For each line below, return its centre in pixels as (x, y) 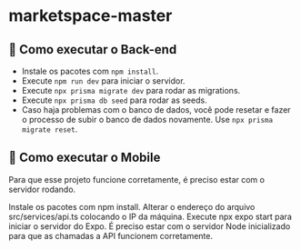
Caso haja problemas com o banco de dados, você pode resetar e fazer (156, 110)
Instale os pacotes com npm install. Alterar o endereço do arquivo (132, 206)
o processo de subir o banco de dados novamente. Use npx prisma (147, 120)
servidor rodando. (42, 189)
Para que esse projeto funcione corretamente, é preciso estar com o (137, 179)
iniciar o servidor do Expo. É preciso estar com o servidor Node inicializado (150, 226)
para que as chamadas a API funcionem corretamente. (110, 235)
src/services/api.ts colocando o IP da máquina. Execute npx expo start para (150, 216)
